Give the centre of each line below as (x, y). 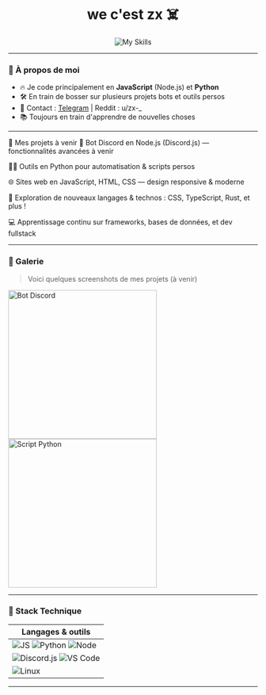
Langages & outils (56, 632)
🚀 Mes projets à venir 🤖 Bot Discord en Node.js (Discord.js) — (109, 143)
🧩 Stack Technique (45, 611)
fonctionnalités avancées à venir (61, 152)
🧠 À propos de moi (44, 70)
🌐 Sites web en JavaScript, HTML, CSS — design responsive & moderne (126, 182)
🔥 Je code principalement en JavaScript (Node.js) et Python (119, 87)
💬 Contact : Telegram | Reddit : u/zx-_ (81, 108)
